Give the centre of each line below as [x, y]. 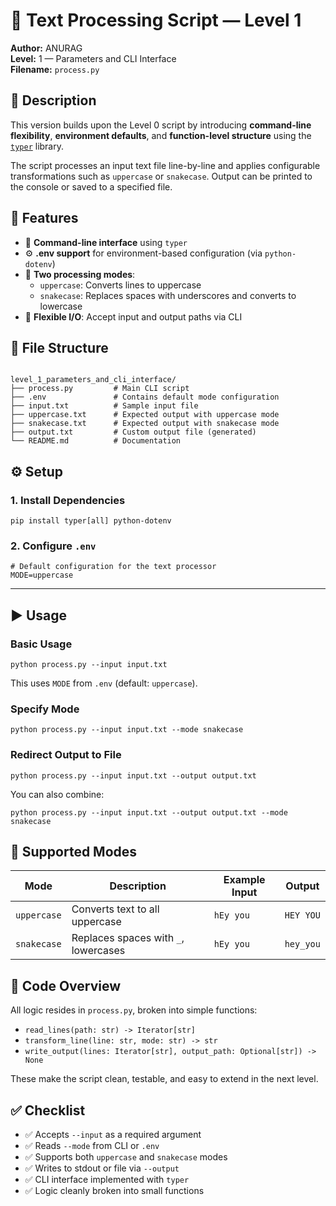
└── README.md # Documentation [96, 441]
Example [244, 880]
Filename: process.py [55, 69]
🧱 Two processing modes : [80, 274]
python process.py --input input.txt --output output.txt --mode [149, 812]
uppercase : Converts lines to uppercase [120, 285]
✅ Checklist [48, 1110]
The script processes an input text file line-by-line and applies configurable [165, 165]
